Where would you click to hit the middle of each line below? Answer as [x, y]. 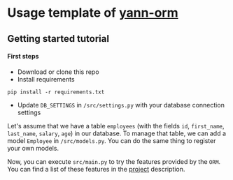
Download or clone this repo [58, 72]
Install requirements [46, 79]
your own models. [33, 148]
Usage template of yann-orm [93, 13]
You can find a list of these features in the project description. [96, 169]
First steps [23, 57]
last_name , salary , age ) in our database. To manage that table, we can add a [116, 133]
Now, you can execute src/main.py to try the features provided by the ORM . [114, 161]
